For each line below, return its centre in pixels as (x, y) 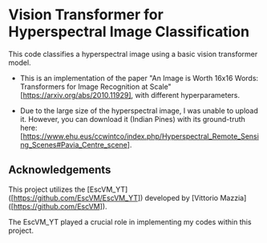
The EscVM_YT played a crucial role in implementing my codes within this (130, 221)
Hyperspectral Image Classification (129, 32)
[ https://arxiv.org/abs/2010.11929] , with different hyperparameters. (130, 95)
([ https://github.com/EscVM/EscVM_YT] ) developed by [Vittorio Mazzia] (127, 197)
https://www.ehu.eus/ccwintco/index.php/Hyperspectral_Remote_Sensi (141, 136)
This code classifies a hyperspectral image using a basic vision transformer (133, 54)
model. (20, 63)
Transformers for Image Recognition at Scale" (95, 87)
